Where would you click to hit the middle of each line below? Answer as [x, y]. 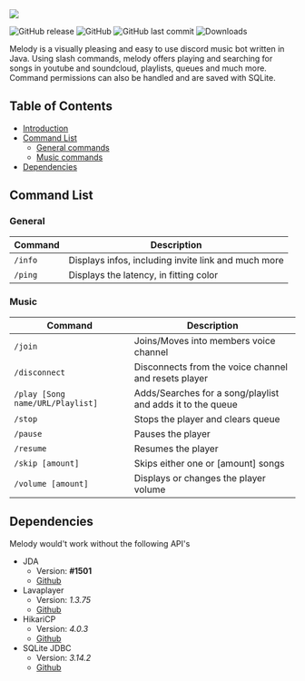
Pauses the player [172, 433]
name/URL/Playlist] [56, 403]
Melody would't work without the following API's [100, 543]
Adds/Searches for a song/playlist [207, 392]
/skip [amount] [47, 463]
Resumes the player [176, 449]
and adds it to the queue [186, 404]
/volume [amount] [51, 484]
